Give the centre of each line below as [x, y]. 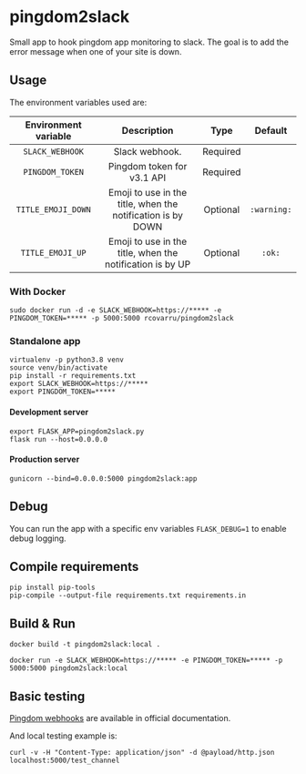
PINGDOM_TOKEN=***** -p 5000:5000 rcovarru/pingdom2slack [122, 319]
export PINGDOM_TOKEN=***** [63, 392]
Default [271, 130]
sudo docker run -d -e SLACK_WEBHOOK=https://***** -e [116, 311]
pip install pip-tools [52, 588]
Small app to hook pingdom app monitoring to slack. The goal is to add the [149, 42]
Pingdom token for [148, 166]
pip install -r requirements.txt [73, 376]
